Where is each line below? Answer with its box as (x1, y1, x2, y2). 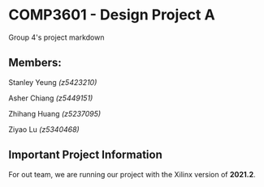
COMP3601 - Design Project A (8, 6, 215, 24)
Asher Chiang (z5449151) (8, 93, 93, 103)
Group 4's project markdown (8, 32, 105, 42)
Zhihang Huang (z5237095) (8, 108, 102, 118)
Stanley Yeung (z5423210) (8, 77, 97, 87)
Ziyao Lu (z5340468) (8, 124, 80, 134)
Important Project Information (8, 148, 162, 162)
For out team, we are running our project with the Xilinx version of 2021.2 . (8, 169, 256, 179)
